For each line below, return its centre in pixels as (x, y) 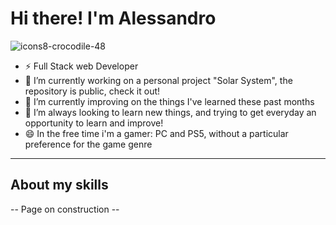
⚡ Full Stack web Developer (81, 66)
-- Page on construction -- (65, 209)
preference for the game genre (88, 144)
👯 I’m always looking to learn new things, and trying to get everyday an (170, 112)
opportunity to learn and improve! (94, 123)
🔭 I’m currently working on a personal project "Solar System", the (158, 80)
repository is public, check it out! (92, 91)
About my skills (59, 185)
